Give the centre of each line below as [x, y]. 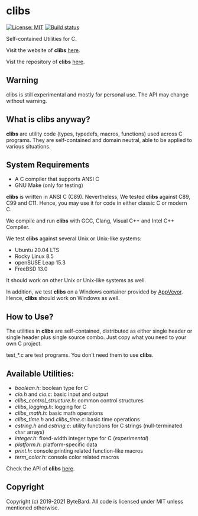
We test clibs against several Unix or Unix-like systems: [74, 238]
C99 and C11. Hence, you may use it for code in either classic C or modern [97, 203]
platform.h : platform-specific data [56, 444]
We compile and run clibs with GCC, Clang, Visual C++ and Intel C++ [90, 221]
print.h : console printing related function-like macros [79, 451]
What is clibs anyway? [48, 120]
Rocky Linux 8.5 [34, 256]
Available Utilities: [40, 374]
